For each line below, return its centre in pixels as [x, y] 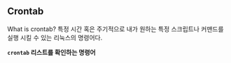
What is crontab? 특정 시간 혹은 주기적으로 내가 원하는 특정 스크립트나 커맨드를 [115, 29]
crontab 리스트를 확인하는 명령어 [51, 52]
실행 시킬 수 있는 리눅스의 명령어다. [55, 37]
